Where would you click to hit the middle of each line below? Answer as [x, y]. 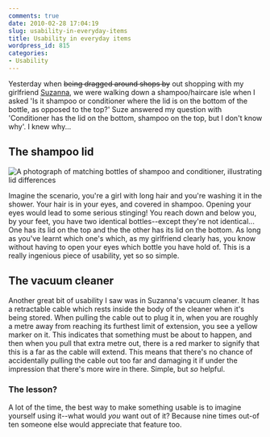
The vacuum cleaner [61, 281]
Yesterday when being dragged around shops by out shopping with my [126, 83]
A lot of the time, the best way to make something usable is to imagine [125, 407]
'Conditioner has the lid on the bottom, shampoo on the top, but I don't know [135, 118]
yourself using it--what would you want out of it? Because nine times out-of [134, 415]
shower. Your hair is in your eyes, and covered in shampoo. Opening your [130, 204]
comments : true [34, 16]
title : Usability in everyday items [70, 38]
